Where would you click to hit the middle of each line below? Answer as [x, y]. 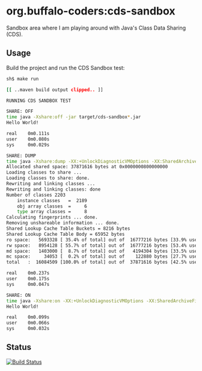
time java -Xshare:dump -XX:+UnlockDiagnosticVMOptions [78, 161]
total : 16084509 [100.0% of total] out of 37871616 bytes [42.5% [96, 262]
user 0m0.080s [28, 139]
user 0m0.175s [28, 279]
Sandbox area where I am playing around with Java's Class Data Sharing [96, 28]
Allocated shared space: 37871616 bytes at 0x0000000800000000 [87, 167]
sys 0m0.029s [28, 145]
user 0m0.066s [28, 323]
